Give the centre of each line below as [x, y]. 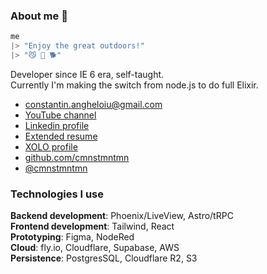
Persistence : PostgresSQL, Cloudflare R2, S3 [104, 258]
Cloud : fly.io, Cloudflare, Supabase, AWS [95, 248]
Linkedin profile [57, 125]
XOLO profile [51, 146]
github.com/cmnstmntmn [77, 157]
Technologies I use [57, 194]
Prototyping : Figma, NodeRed [72, 237]
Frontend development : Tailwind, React [92, 226]
